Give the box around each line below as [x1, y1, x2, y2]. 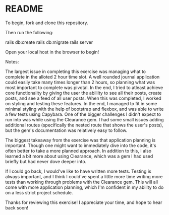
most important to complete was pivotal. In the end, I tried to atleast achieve [5, 84, 163, 91]
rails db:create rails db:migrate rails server [5, 39, 93, 45]
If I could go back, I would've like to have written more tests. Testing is [5, 168, 151, 174]
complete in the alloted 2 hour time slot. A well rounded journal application [5, 74, 160, 80]
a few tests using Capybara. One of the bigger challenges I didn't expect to [5, 111, 161, 117]
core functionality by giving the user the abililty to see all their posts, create [5, 90, 162, 96]
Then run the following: [5, 29, 54, 35]
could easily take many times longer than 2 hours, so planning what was [5, 79, 155, 85]
